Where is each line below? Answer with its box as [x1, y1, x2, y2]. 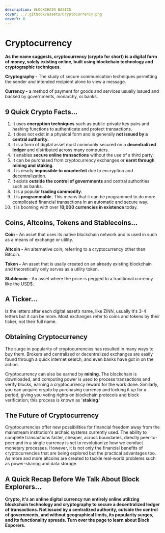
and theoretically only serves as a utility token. [5, 266, 99, 272]
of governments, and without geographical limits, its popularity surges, [5, 512, 154, 518]
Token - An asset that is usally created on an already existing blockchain [5, 261, 152, 266]
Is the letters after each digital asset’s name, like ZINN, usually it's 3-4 [5, 308, 146, 314]
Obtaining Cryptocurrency [5, 333, 88, 341]
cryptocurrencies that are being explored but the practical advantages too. [5, 450, 156, 456]
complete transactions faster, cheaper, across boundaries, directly [5, 435, 139, 441]
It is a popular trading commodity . [12, 188, 82, 194]
